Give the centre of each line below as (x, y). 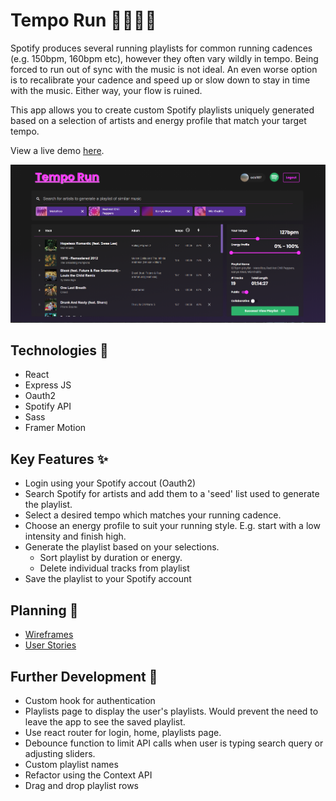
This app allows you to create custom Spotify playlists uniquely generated (162, 110)
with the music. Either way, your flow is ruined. (106, 90)
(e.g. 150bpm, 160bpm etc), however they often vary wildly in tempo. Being (164, 58)
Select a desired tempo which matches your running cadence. (153, 515)
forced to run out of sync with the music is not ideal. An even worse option (164, 69)
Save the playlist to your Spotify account (108, 579)
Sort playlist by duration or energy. (111, 558)
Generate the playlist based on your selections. (122, 547)
